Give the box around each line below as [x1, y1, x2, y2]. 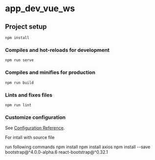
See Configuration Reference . [5, 125, 65, 131]
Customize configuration [5, 114, 66, 120]
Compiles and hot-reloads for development [5, 46, 110, 53]
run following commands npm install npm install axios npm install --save [5, 144, 151, 150]
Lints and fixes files [5, 91, 53, 98]
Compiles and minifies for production [5, 69, 95, 76]
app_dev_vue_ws [5, 3, 75, 14]
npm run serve [5, 58, 34, 63]
